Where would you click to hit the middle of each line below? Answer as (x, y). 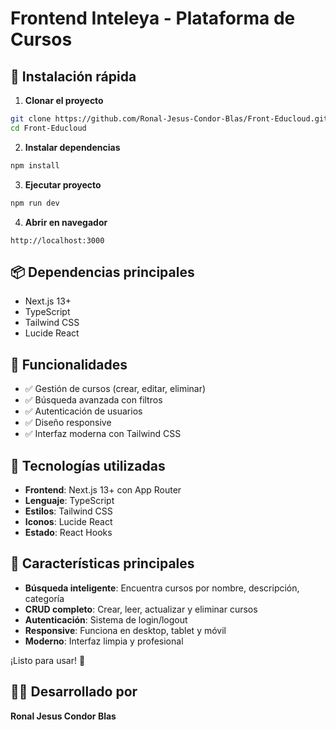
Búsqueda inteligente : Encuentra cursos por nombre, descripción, (162, 588)
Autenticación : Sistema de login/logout (106, 619)
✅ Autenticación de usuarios (83, 411)
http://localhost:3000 (57, 240)
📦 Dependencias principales (102, 272)
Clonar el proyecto (64, 100)
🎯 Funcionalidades (69, 364)
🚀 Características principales (102, 563)
